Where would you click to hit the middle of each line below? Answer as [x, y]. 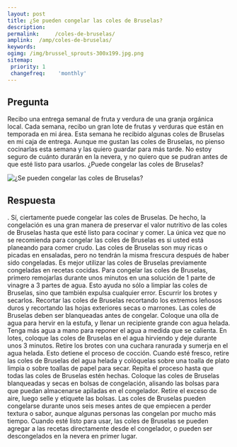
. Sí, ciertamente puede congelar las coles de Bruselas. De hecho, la [107, 218]
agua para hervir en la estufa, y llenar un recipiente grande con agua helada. [119, 323]
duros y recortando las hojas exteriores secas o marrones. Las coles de [112, 308]
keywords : [22, 47]
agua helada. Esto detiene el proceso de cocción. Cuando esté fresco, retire [118, 353]
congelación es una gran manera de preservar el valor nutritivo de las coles [117, 225]
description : [27, 27]
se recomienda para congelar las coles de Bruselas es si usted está [105, 240]
